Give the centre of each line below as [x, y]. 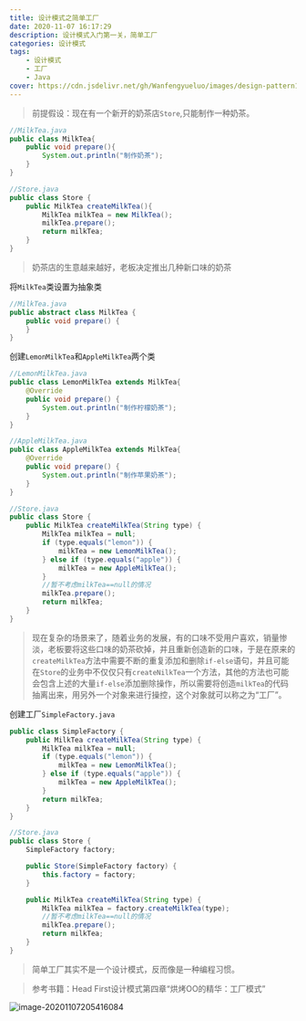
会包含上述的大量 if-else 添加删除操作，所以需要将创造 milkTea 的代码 [160, 683]
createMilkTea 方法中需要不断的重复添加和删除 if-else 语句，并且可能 [160, 660]
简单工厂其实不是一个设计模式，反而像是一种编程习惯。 [135, 969]
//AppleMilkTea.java [49, 441]
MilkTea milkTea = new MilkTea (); [107, 215]
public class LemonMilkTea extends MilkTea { [95, 383]
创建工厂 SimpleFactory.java [62, 714]
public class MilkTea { [52, 139]
